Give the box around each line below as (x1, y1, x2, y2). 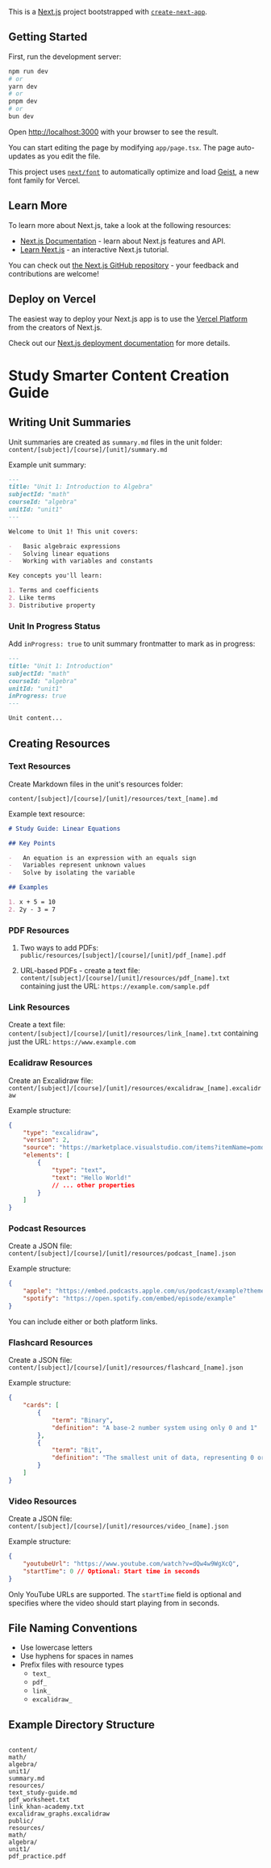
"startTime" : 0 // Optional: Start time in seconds (23, 1567, 200, 1575)
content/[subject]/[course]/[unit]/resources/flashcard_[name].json (8, 1364, 244, 1373)
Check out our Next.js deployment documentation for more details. (8, 338, 231, 348)
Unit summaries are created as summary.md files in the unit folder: (8, 436, 223, 447)
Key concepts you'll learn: (8, 571, 103, 580)
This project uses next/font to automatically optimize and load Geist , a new (8, 167, 260, 176)
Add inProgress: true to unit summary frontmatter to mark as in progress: (8, 639, 256, 649)
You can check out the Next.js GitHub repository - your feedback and (8, 260, 240, 270)
